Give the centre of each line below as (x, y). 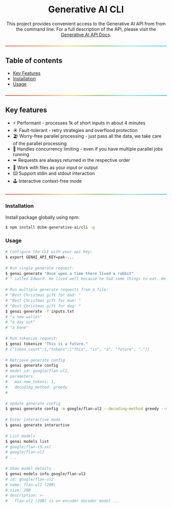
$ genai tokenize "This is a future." (47, 344)
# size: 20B (18, 490)
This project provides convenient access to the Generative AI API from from (86, 24)
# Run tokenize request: (32, 338)
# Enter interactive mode (33, 420)
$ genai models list (27, 441)
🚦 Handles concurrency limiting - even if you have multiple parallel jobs (88, 149)
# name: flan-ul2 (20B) (31, 485)
